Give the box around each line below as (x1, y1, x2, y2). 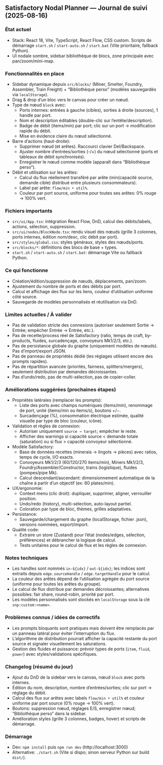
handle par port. (19, 112, 52, 118)
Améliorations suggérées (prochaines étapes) (5, 386, 116, 393)
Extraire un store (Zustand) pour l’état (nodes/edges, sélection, (19, 532, 146, 538)
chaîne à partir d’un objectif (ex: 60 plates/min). (19, 480, 115, 486)
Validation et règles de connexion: (12, 423, 80, 429)
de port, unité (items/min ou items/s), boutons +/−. (19, 407, 121, 414)
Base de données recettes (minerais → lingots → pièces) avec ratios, (19, 449, 158, 455)
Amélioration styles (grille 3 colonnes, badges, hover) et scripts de (12, 716, 146, 722)
